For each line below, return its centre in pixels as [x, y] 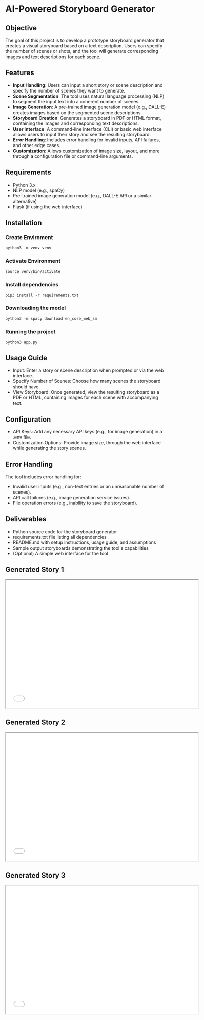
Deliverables [26, 519]
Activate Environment [33, 261]
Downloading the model [36, 308]
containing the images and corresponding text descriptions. [76, 123]
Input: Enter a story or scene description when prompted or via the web [88, 370]
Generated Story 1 [35, 569]
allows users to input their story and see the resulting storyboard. [82, 134]
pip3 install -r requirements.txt [42, 295]
